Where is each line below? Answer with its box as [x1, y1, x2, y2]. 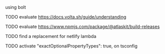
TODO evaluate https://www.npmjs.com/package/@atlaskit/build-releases [5, 23, 160, 29]
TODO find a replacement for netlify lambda [5, 33, 97, 39]
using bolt [5, 4, 26, 10]
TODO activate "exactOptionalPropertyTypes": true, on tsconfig [5, 43, 138, 49]
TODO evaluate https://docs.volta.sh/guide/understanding [5, 14, 127, 19]
